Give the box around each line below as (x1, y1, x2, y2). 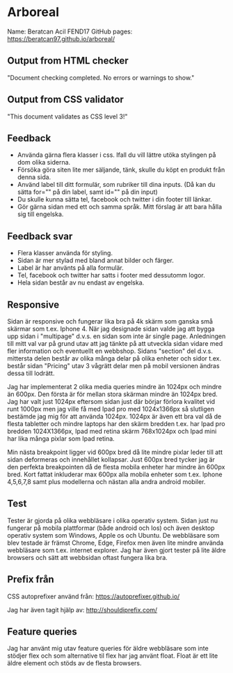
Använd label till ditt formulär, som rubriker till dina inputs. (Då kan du (17, 181, 216, 189)
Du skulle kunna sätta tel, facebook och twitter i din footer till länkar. (17, 195, 212, 204)
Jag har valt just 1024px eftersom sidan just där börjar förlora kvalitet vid (7, 398, 216, 405)
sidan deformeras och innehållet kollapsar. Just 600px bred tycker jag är (7, 455, 216, 464)
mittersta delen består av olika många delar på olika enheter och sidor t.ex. (7, 354, 221, 363)
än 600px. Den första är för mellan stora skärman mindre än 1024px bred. (7, 390, 218, 398)
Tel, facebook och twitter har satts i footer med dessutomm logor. (17, 271, 205, 280)
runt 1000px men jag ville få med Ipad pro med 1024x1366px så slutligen (7, 405, 215, 413)
